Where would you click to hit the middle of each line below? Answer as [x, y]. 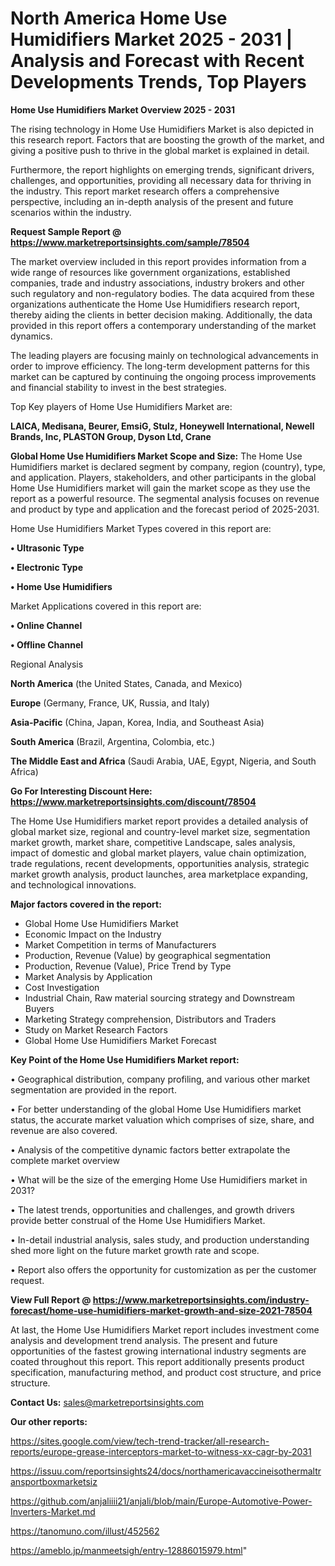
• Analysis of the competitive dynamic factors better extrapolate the [150, 1149]
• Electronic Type [47, 567]
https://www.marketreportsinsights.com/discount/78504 [133, 801]
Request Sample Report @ [66, 231]
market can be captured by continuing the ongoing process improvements [163, 376]
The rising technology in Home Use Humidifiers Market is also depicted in [162, 129]
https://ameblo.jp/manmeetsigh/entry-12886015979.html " [129, 1550]
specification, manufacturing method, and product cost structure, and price [166, 1372]
